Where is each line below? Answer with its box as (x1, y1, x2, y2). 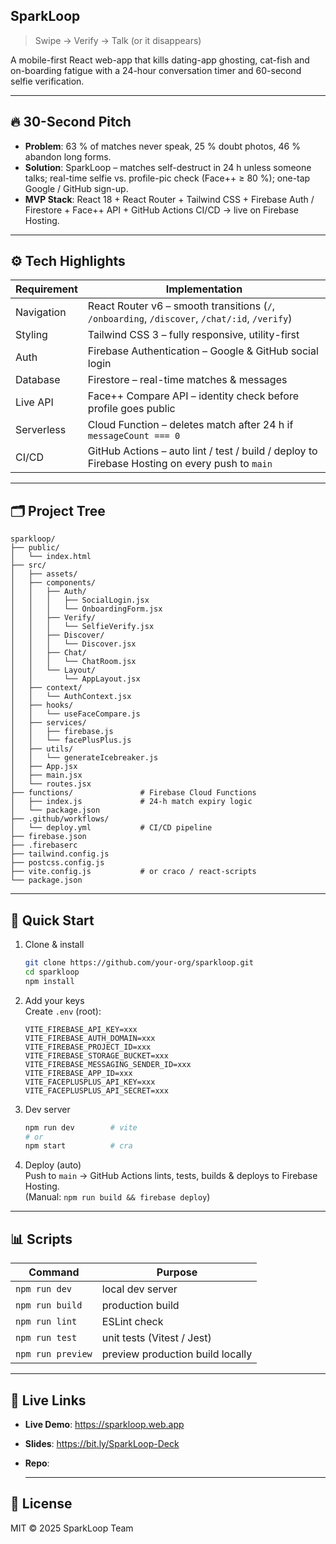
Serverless (15, 423, 67, 437)
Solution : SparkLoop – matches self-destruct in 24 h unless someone (24, 161, 312, 173)
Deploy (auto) (24, 1159, 82, 1171)
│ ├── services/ (10, 718, 87, 728)
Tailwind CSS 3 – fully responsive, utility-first (87, 328, 300, 342)
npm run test (15, 1332, 78, 1344)
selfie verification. (10, 75, 85, 87)
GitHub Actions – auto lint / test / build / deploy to (87, 444, 318, 458)
